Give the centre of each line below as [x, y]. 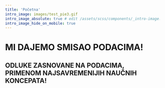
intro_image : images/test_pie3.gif [41, 14]
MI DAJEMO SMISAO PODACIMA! [74, 47]
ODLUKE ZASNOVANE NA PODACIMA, [65, 65]
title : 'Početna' [23, 10]
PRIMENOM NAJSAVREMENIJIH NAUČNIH [71, 73]
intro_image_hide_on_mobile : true [41, 23]
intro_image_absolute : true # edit [41, 19]
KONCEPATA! [26, 80]
